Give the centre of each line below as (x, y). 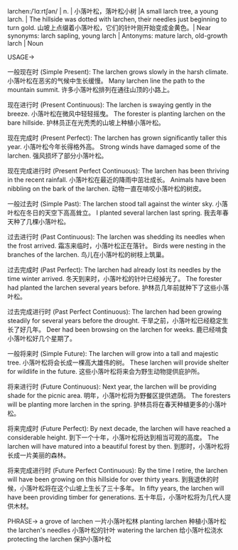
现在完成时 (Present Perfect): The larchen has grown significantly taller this (117, 138)
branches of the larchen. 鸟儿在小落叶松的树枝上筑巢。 (88, 255)
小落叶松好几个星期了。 (42, 338)
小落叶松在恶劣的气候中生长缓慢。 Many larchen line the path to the (106, 81)
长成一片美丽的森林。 (38, 455)
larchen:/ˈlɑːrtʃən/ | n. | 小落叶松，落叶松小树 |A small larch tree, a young (113, 11)
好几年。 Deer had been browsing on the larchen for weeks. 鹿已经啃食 (124, 330)
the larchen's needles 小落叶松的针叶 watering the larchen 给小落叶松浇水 (115, 530)
